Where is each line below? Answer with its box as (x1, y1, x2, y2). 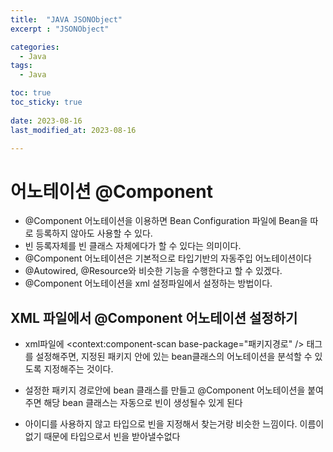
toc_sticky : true (10, 97, 83, 107)
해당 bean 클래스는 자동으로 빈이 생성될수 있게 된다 (43, 397, 243, 409)
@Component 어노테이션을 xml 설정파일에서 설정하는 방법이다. (24, 277, 273, 290)
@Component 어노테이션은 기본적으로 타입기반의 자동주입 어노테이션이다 (24, 252, 312, 265)
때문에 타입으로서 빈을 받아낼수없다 (43, 431, 181, 443)
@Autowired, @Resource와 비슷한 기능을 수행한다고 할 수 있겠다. (24, 265, 283, 277)
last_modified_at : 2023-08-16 (10, 125, 137, 135)
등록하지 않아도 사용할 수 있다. (35, 227, 153, 240)
